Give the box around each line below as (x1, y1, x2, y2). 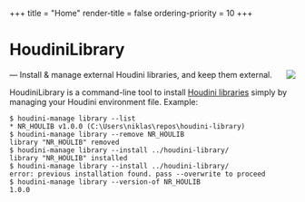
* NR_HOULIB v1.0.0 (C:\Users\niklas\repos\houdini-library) (9, 121, 246, 130)
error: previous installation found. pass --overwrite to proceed (9, 169, 266, 178)
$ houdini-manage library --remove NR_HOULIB (9, 130, 184, 139)
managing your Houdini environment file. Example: (9, 96, 198, 107)
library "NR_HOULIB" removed (9, 138, 120, 147)
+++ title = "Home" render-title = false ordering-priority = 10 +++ (9, 8, 253, 18)
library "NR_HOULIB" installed (9, 153, 128, 162)
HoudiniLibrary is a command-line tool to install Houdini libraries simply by (9, 86, 288, 98)
